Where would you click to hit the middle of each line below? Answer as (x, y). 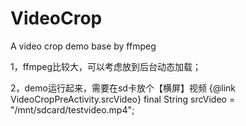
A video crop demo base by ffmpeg (83, 46)
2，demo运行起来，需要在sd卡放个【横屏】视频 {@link (123, 88)
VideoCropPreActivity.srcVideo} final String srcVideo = (123, 99)
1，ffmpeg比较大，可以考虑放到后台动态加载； (106, 66)
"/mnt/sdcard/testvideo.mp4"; (72, 109)
